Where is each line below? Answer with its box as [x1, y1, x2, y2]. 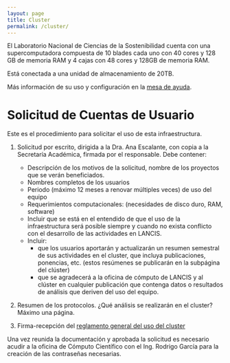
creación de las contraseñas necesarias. [7, 350, 122, 358]
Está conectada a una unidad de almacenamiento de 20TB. [7, 69, 174, 78]
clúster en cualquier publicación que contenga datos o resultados [37, 280, 224, 289]
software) [27, 208, 55, 216]
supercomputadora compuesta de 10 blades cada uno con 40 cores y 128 [7, 49, 216, 57]
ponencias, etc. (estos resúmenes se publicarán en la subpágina [37, 258, 220, 267]
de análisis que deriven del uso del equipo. [37, 288, 159, 296]
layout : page [7, 10, 45, 17]
